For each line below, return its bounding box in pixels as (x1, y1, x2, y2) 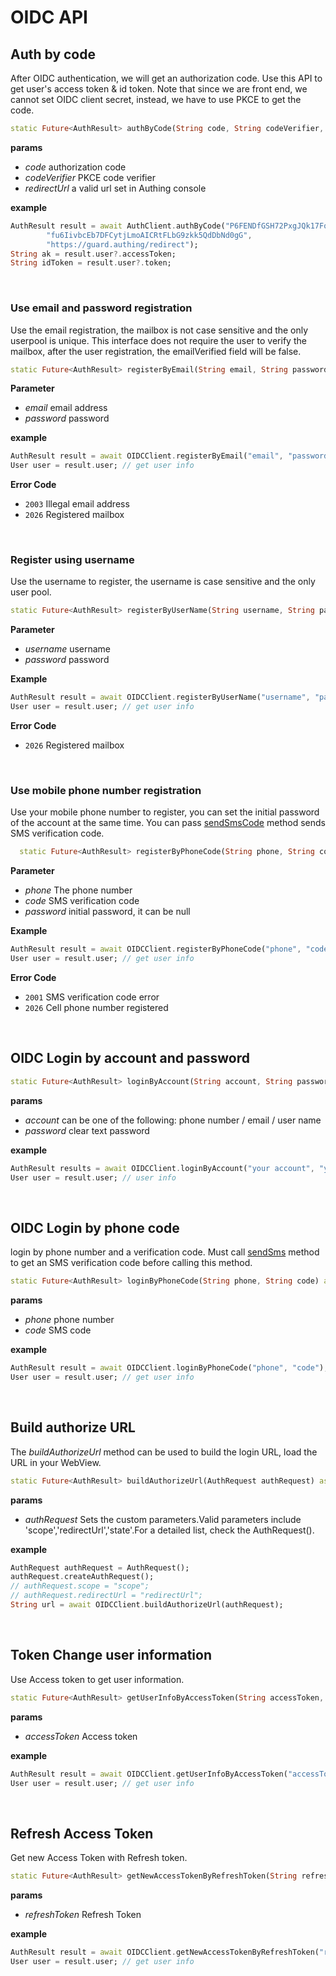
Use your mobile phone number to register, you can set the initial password (10, 806, 320, 818)
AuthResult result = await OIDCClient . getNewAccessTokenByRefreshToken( (10, 1947, 320, 1958)
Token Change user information (10, 1647, 212, 1664)
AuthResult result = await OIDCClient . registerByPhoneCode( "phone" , (10, 944, 302, 955)
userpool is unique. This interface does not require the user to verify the (10, 334, 307, 346)
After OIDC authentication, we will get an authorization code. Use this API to (10, 72, 323, 84)
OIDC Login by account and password (10, 1050, 250, 1067)
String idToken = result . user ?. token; (10, 258, 172, 268)
